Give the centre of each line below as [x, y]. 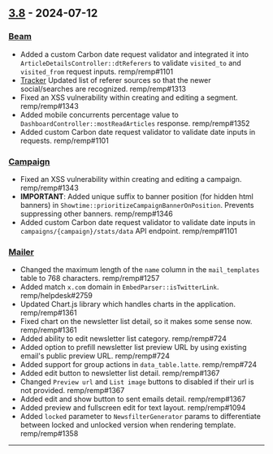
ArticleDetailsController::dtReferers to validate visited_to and [130, 63]
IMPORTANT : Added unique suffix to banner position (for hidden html [136, 196]
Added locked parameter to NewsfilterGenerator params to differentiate [141, 417]
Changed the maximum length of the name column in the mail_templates [140, 270]
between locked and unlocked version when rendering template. [128, 425]
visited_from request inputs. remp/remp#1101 [96, 71]
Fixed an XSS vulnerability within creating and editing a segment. [129, 97]
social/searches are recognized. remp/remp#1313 [103, 89]
